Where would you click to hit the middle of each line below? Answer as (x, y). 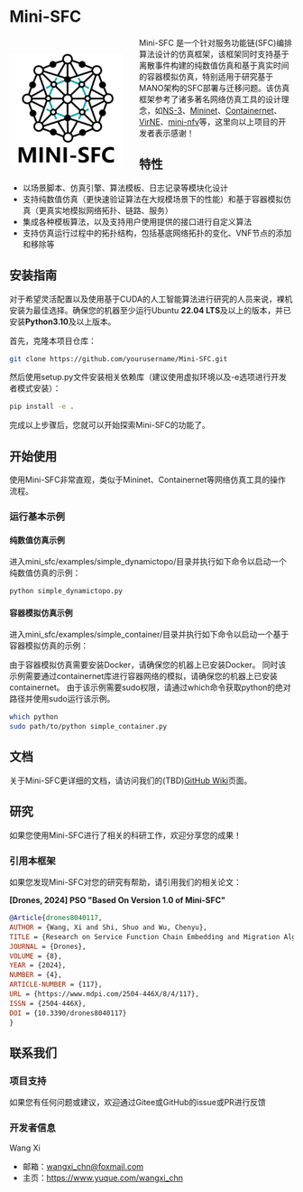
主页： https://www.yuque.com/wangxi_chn (102, 1178)
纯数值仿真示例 (37, 540)
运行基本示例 (37, 517)
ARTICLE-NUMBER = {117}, (56, 985)
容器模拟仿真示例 (41, 612)
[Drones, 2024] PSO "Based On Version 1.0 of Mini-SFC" (118, 900)
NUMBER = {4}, (36, 975)
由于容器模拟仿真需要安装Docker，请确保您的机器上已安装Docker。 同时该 (148, 665)
